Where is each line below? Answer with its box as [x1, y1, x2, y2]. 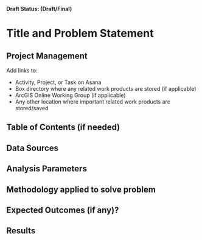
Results [6, 225, 36, 236]
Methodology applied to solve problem [6, 184, 156, 194]
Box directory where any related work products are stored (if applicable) [15, 85, 197, 92]
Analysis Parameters [6, 164, 87, 174]
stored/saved [15, 105, 49, 111]
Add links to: [6, 67, 38, 74]
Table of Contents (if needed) [6, 122, 120, 133]
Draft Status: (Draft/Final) [6, 5, 72, 12]
